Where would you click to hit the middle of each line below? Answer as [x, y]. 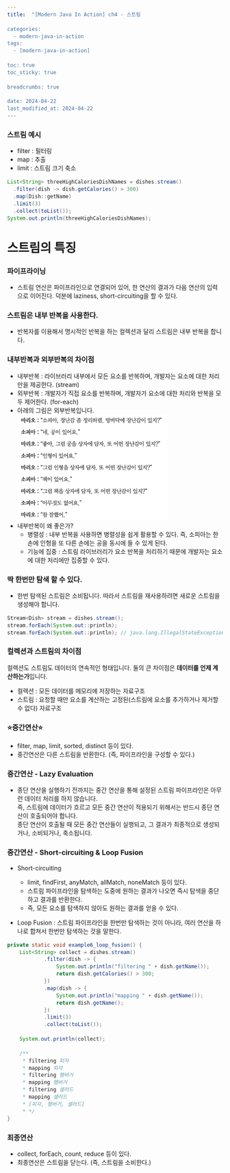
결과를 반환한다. [61, 899]
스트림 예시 [24, 135]
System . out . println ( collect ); [63, 1039]
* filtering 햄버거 [48, 1075]
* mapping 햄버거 [45, 1082]
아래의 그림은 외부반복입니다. [55, 410]
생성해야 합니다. [38, 604]
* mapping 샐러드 [45, 1097]
